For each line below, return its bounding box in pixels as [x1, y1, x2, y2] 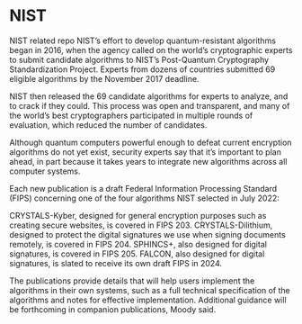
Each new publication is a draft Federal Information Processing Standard [9, 183, 278, 193]
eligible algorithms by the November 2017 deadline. [9, 73, 200, 84]
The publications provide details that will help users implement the [9, 275, 255, 286]
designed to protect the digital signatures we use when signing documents [9, 229, 286, 239]
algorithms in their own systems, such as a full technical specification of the [9, 284, 290, 295]
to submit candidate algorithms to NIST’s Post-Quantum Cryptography [9, 54, 270, 65]
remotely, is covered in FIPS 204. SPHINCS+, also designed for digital [9, 238, 268, 249]
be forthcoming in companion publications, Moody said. [9, 303, 217, 315]
